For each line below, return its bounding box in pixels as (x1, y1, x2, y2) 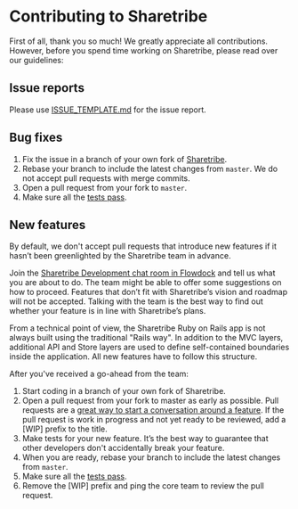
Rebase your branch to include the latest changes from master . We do (21, 163, 278, 174)
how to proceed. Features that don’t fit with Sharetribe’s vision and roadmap (9, 287, 288, 298)
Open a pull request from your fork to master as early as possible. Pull (21, 395, 279, 406)
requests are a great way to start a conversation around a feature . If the (21, 405, 285, 415)
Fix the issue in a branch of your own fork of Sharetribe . (21, 153, 228, 164)
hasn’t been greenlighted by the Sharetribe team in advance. (9, 250, 231, 261)
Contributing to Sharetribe (9, 6, 208, 27)
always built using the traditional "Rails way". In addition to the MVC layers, (9, 332, 284, 343)
